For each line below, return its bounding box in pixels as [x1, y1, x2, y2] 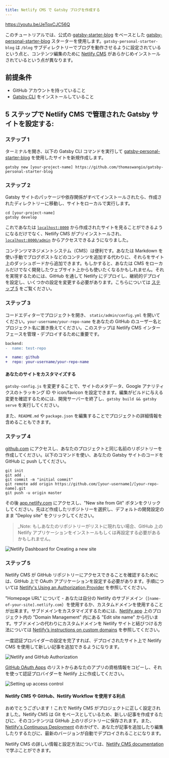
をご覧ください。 [19, 286, 55, 292]
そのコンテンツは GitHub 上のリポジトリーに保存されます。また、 [18, 718, 154, 724]
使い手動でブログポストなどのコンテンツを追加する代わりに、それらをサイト [5, 254, 164, 260]
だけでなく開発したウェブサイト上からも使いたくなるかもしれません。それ [9, 267, 164, 273]
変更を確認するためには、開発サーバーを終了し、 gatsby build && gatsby [5, 396, 157, 402]
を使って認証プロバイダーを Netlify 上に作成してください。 [5, 671, 127, 677]
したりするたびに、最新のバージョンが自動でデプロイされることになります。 [5, 730, 164, 736]
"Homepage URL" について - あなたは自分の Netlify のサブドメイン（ [5, 595, 148, 601]
